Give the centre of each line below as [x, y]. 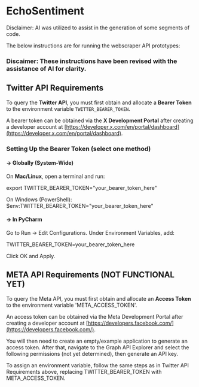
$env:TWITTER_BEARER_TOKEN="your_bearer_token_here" [80, 205]
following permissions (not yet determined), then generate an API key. [92, 353]
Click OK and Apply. [31, 256]
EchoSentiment [45, 11]
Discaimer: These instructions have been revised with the [92, 61]
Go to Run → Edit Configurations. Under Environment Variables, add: [90, 233]
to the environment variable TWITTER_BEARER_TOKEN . [68, 108]
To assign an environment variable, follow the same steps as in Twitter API [98, 365]
